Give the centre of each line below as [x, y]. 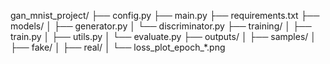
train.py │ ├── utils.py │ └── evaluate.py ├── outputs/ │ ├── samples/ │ [163, 36]
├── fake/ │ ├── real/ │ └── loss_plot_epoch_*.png [118, 47]
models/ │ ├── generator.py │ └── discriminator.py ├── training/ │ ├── [161, 26]
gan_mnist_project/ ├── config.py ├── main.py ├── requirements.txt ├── [165, 15]
